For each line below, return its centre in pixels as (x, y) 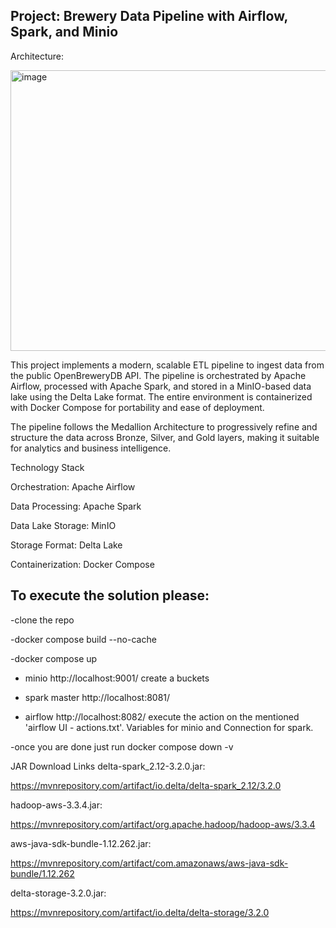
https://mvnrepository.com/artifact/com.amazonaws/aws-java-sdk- (149, 863)
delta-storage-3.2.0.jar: (58, 893)
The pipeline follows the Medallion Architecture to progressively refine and (164, 426)
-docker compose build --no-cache (83, 639)
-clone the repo (42, 620)
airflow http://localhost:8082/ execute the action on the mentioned (162, 716)
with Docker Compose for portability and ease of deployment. (137, 407)
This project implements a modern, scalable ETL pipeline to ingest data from (167, 365)
